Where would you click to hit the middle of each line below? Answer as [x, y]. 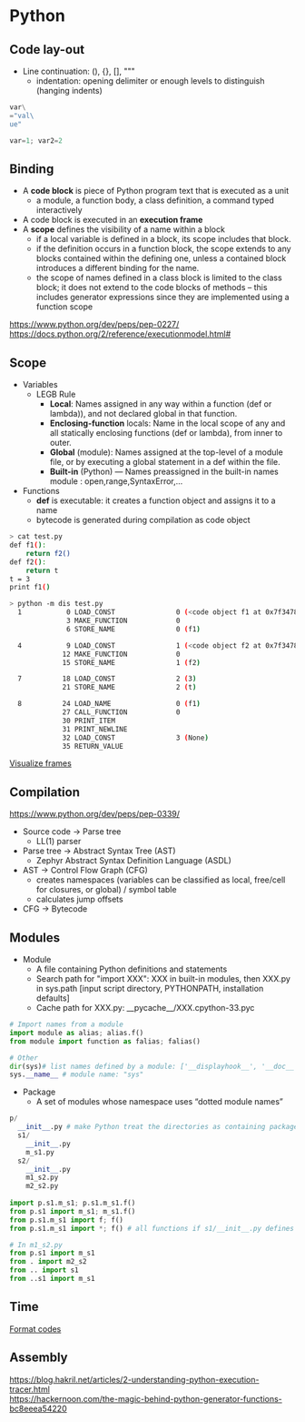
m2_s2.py [42, 1186]
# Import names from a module [67, 1024]
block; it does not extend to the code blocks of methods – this [152, 287]
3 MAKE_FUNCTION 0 [123, 620]
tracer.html [30, 1389]
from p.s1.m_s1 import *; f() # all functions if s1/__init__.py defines [152, 1228]
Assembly [39, 1358]
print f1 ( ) [30, 588]
